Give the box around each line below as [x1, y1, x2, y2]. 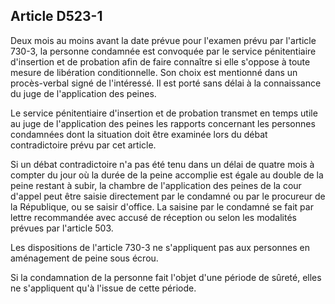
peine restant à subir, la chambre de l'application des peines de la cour [10, 179, 302, 191]
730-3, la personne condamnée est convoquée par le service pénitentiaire [10, 45, 317, 57]
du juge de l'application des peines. [10, 87, 157, 99]
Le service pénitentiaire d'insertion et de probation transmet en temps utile [10, 107, 318, 119]
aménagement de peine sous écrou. [10, 252, 159, 264]
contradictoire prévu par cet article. [10, 139, 157, 151]
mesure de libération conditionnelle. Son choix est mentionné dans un [10, 66, 298, 78]
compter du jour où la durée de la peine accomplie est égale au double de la [10, 169, 324, 181]
